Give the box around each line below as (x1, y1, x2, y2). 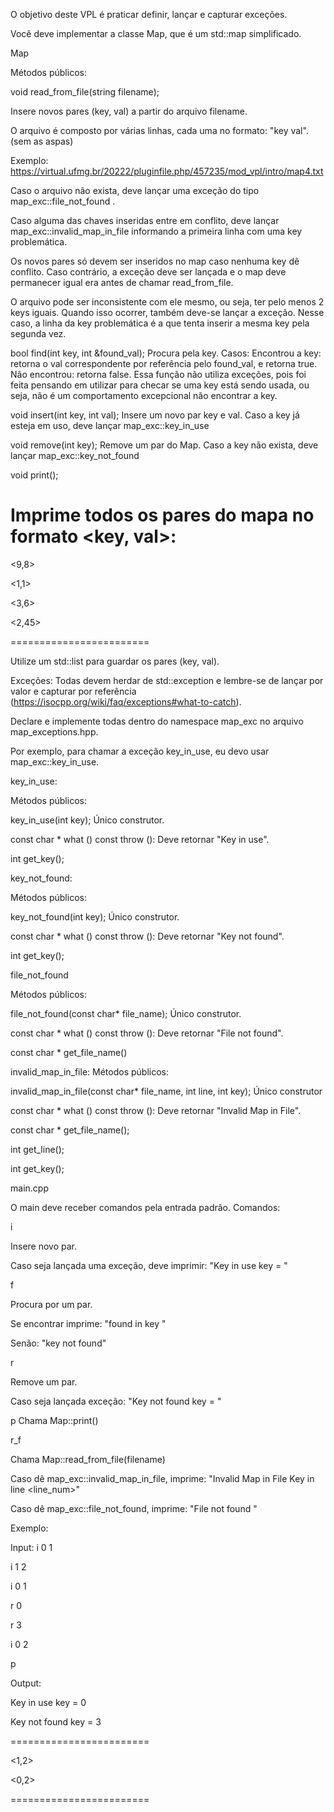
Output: (10, 1677, 42, 1689)
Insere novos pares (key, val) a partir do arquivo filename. (10, 105, 248, 117)
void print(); (10, 469, 59, 481)
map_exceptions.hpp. (10, 725, 99, 738)
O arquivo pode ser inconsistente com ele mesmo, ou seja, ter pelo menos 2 (10, 296, 325, 308)
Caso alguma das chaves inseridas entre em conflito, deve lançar (10, 215, 280, 226)
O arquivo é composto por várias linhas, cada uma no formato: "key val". (10, 125, 309, 136)
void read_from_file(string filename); (10, 86, 160, 98)
